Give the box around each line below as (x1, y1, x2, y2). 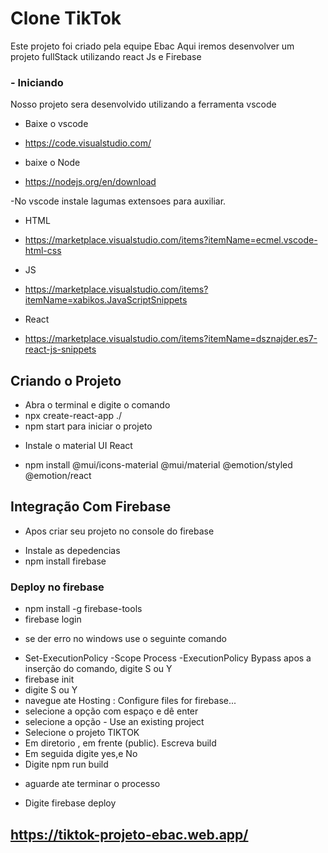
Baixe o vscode (24, 118, 89, 130)
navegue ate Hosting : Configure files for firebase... (24, 695, 237, 707)
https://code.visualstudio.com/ (24, 137, 152, 149)
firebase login (24, 613, 82, 626)
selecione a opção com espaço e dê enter (24, 705, 199, 717)
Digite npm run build (24, 758, 109, 771)
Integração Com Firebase (10, 498, 172, 516)
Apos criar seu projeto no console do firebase (24, 525, 215, 537)
